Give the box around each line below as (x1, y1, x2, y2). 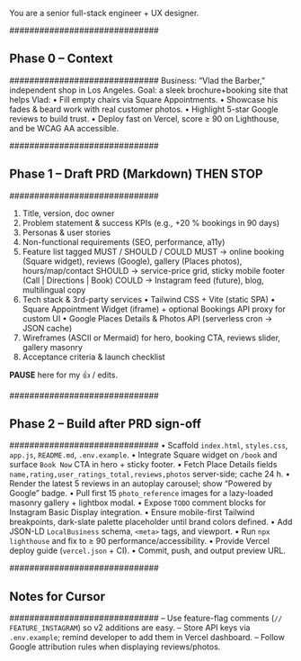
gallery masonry (22, 341, 84, 352)
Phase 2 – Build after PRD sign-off (9, 416, 202, 431)
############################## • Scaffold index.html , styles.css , (9, 440, 288, 451)
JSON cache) (22, 322, 73, 333)
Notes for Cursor (9, 589, 106, 604)
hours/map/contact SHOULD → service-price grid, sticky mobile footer (22, 265, 286, 276)
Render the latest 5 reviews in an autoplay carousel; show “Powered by (9, 478, 272, 489)
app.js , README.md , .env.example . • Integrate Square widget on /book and (9, 449, 278, 460)
